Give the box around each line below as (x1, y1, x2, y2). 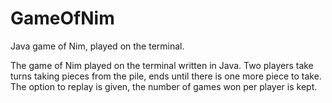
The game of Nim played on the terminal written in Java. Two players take (10, 59, 314, 71)
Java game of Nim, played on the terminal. (10, 40, 185, 52)
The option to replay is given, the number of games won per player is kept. (10, 80, 318, 92)
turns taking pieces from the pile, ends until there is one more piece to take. (10, 70, 322, 82)
